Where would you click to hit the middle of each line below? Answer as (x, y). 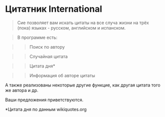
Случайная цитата (49, 56)
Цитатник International (54, 9)
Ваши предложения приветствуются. (44, 100)
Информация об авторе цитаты (62, 75)
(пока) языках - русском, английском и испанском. (71, 28)
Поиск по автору (47, 47)
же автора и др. (22, 90)
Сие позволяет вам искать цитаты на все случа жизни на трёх (83, 23)
